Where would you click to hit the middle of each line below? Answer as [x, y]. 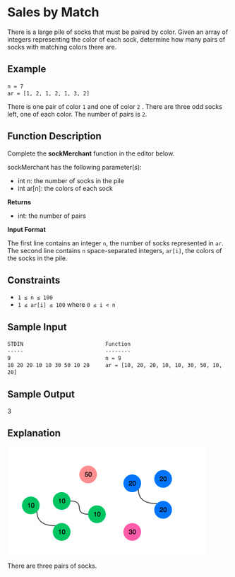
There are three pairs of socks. [52, 566]
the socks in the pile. [37, 258]
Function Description [55, 136]
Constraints [34, 280]
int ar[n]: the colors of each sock [65, 188]
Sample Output [41, 394]
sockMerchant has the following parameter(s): [75, 167]
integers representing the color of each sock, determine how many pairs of [116, 39]
